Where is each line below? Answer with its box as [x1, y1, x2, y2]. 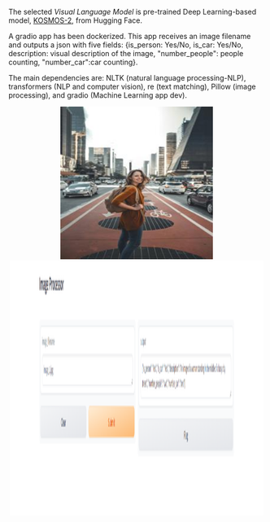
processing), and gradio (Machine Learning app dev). [8, 90, 188, 100]
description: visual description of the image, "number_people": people [8, 49, 244, 58]
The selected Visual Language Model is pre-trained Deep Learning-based [8, 7, 257, 16]
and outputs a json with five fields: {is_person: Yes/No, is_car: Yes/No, [8, 40, 244, 50]
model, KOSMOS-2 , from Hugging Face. [8, 15, 143, 25]
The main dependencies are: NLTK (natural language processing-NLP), [8, 73, 246, 82]
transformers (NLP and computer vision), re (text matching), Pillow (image [8, 81, 256, 91]
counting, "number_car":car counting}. [8, 57, 138, 67]
